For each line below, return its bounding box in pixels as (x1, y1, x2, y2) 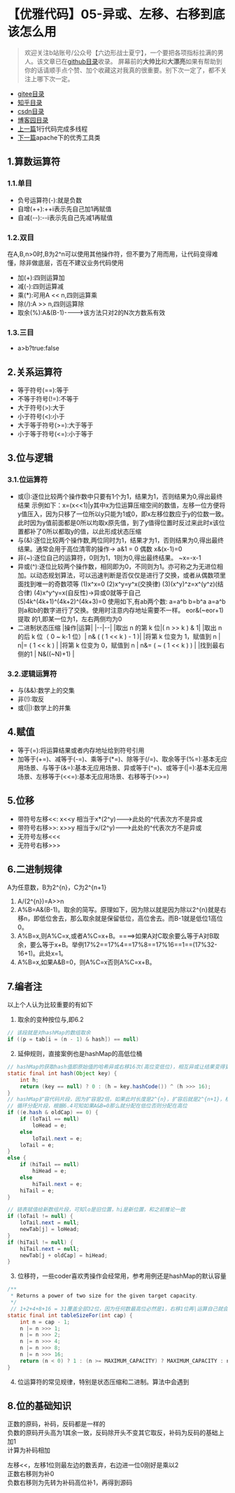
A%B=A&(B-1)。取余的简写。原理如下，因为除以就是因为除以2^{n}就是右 (17, 905, 227, 914)
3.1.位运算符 (7, 475, 48, 485)
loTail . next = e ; (32, 1135, 83, 1142)
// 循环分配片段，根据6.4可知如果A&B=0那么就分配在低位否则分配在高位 (7, 1102, 187, 1110)
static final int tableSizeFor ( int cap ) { (7, 1312, 133, 1319)
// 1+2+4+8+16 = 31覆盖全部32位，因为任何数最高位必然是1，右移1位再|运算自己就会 (10, 1305, 229, 1312)
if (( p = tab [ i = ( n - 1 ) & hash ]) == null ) (7, 1036, 139, 1043)
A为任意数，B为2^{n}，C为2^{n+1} (7, 883, 107, 891)
